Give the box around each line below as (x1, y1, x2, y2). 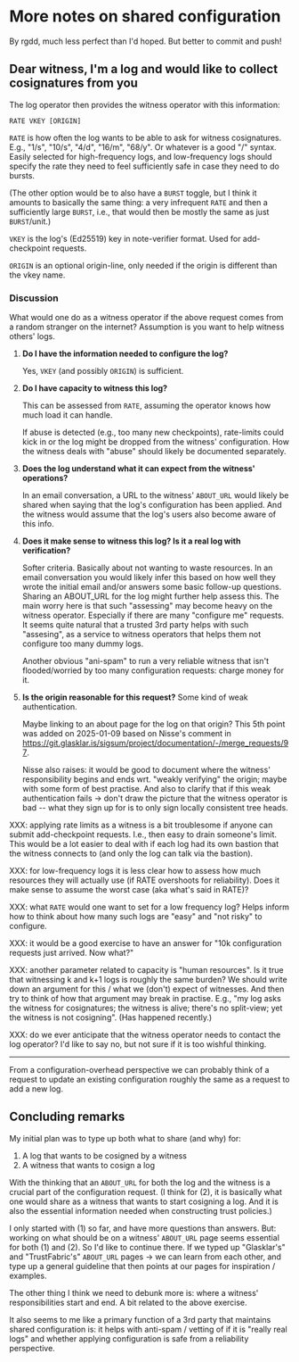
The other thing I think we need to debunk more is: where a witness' (9, 1287, 259, 1298)
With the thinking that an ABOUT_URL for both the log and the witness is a (9, 1176, 271, 1188)
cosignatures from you (9, 76, 138, 91)
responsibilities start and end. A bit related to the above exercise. (9, 1297, 247, 1308)
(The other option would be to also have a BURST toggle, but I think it (9, 187, 257, 198)
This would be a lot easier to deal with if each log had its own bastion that (9, 839, 279, 850)
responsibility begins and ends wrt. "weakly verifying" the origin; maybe (21, 774, 287, 785)
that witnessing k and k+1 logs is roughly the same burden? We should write (9, 975, 287, 985)
